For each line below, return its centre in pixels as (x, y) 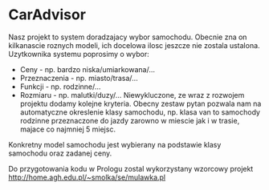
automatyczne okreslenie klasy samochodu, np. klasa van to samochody (140, 112)
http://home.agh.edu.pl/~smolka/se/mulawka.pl (87, 177)
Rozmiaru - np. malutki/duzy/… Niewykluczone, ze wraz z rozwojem (132, 95)
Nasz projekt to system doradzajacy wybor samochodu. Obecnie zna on (128, 37)
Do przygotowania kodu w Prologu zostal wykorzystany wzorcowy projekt (131, 168)
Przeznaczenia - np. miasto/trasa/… (79, 78)
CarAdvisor (47, 15)
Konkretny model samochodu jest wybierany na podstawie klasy (115, 144)
